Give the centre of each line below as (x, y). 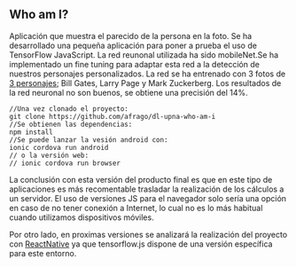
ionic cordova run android (59, 147)
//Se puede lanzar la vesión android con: (89, 140)
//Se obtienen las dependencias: (71, 124)
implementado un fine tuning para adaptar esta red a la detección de (134, 64)
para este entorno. (43, 253)
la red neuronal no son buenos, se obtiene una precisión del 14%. (129, 92)
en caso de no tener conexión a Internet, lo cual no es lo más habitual (136, 208)
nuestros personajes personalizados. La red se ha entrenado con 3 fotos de (148, 74)
